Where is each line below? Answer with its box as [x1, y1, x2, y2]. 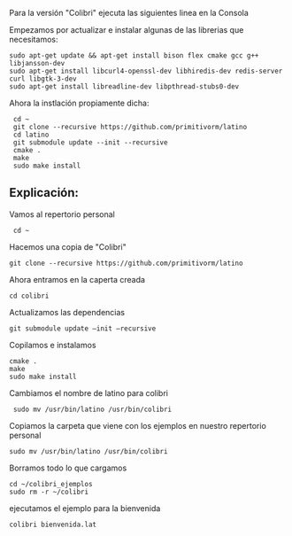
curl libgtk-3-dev [9, 74, 77, 83]
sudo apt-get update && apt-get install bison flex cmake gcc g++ [9, 51, 259, 60]
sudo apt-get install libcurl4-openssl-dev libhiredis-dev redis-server [9, 66, 283, 75]
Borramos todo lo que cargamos [9, 462, 127, 473]
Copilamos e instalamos [9, 339, 96, 350]
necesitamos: [9, 35, 58, 44]
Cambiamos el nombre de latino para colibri [9, 387, 168, 398]
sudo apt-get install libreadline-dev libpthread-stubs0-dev [9, 82, 240, 91]
